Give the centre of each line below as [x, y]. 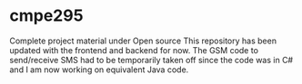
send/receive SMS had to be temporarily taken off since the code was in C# [151, 60]
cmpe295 [46, 16]
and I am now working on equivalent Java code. [99, 70]
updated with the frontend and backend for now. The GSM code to [134, 50]
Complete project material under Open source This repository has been [143, 41]
